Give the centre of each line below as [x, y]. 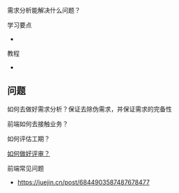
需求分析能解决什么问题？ [44, 10]
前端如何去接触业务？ [38, 123]
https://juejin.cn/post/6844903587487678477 [83, 182]
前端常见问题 [25, 168]
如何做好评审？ [29, 153]
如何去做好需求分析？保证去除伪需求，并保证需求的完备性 [89, 109]
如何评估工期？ [29, 139]
